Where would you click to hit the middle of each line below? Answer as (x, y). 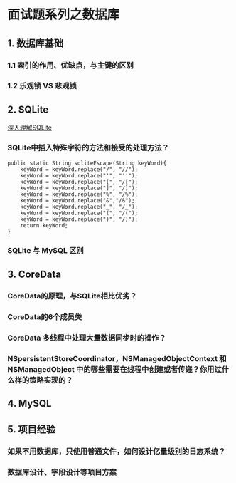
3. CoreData (34, 274)
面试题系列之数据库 (64, 15)
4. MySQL (29, 403)
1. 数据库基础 (36, 43)
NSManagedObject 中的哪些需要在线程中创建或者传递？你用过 (114, 369)
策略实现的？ (51, 380)
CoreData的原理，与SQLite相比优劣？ (72, 296)
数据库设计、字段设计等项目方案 (62, 472)
